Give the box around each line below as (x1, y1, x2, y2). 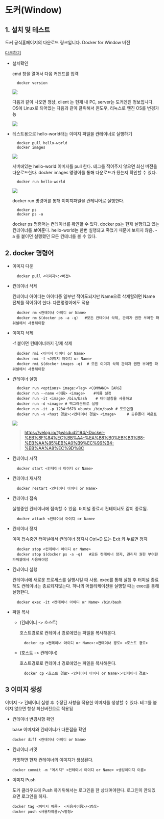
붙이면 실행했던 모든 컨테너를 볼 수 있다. (21, 234, 97, 239)
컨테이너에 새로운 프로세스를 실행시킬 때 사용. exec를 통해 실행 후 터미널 (12, 577, 150, 582)
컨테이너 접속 (12, 495, 38, 501)
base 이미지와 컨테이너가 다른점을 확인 (12, 726, 87, 732)
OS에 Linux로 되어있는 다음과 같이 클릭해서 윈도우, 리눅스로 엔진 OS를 (12, 105, 146, 111)
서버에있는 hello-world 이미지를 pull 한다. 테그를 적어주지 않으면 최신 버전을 (12, 163, 158, 169)
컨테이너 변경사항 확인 (12, 716, 55, 722)
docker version (17, 80, 48, 85)
